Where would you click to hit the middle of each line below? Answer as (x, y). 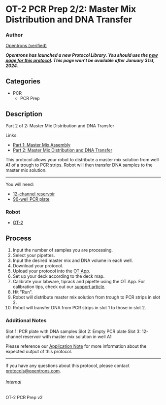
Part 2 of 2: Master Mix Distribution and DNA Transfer (60, 126)
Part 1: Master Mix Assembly (42, 145)
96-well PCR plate (31, 199)
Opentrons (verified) (26, 46)
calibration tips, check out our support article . (59, 287)
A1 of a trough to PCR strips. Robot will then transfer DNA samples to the (79, 165)
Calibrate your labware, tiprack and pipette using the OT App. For (79, 282)
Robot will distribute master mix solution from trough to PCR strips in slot (86, 297)
